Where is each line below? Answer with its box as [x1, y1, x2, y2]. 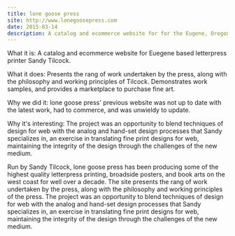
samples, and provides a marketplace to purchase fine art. [7, 85, 176, 93]
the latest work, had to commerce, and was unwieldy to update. [7, 106, 191, 114]
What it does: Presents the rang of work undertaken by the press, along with [7, 70, 227, 78]
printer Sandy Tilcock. [7, 57, 71, 65]
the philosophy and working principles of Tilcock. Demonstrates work [7, 78, 208, 86]
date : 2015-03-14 [7, 23, 58, 30]
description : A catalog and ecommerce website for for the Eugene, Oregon [7, 29, 230, 37]
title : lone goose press [7, 10, 80, 18]
